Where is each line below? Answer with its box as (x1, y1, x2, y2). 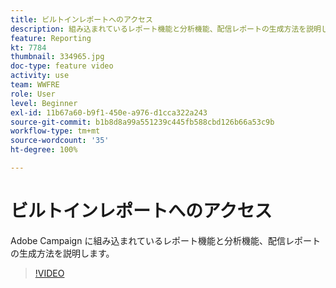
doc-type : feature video (10, 61, 114, 71)
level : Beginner (10, 98, 78, 108)
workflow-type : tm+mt (10, 126, 101, 136)
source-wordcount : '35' (10, 136, 110, 146)
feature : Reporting (10, 33, 92, 43)
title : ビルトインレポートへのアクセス (10, 14, 153, 25)
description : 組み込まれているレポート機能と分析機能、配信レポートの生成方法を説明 (10, 24, 322, 34)
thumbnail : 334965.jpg (10, 52, 105, 62)
